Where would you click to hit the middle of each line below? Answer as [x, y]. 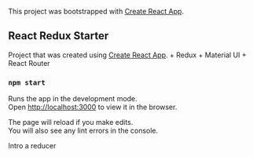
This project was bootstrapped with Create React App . [96, 11]
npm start [27, 82]
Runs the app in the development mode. [73, 99]
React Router [29, 63]
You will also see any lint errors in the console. [83, 131]
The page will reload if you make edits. [71, 122]
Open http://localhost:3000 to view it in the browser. [93, 107]
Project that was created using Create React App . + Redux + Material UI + [128, 55]
